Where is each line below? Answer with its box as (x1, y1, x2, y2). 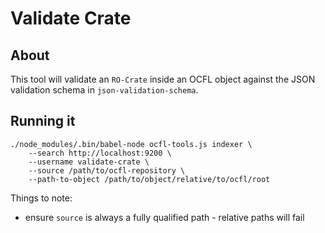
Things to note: (10, 192, 73, 204)
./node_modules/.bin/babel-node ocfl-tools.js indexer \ (10, 139, 253, 149)
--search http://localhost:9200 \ (28, 148, 172, 158)
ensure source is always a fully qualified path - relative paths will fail (24, 211, 305, 223)
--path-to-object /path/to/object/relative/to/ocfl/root (28, 174, 271, 184)
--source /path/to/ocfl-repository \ (28, 165, 186, 176)
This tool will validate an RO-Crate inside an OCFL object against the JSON (10, 73, 316, 85)
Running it (10, 113, 76, 130)
